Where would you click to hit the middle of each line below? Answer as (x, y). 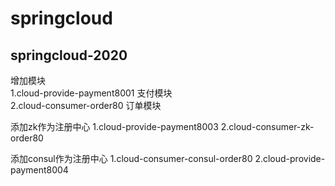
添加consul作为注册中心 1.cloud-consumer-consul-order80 (131, 158)
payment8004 (39, 170)
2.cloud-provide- (290, 158)
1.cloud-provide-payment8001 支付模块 (91, 93)
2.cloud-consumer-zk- (267, 126)
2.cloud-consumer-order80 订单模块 (86, 105)
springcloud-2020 (69, 55)
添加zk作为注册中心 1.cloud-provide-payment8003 (114, 126)
